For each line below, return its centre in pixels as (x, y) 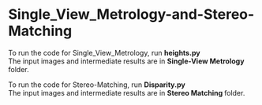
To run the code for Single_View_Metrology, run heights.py (104, 52)
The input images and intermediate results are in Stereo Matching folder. (127, 92)
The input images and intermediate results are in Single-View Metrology (126, 61)
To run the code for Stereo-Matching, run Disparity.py (97, 85)
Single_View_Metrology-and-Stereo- (131, 14)
